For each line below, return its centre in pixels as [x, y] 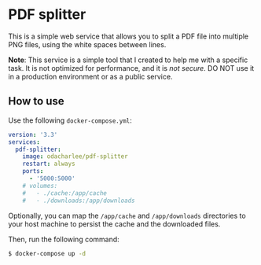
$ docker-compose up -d [47, 253]
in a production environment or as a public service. [90, 76]
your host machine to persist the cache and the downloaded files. [114, 224]
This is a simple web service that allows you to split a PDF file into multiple [129, 36]
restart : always [49, 164]
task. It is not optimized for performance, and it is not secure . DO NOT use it [131, 68]
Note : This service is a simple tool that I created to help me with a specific [128, 60]
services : [24, 142]
